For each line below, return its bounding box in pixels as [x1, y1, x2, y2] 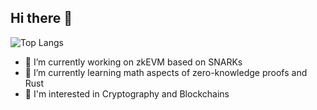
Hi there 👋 [10, 10, 73, 27]
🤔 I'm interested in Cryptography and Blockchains [24, 87, 230, 100]
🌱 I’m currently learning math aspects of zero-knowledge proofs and [24, 66, 308, 78]
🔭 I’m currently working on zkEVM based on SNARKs [24, 56, 243, 68]
